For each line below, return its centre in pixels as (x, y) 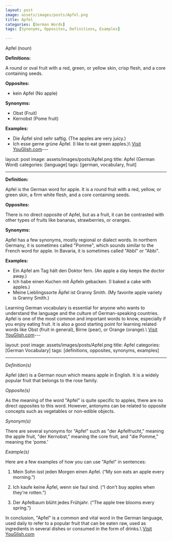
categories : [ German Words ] (35, 24)
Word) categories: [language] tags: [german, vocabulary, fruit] (71, 165)
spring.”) (22, 508)
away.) (20, 276)
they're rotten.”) (29, 493)
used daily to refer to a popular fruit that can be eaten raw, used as (76, 524)
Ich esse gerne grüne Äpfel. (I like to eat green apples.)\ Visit (77, 144)
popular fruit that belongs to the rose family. (52, 381)
